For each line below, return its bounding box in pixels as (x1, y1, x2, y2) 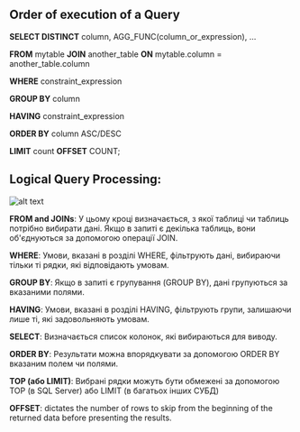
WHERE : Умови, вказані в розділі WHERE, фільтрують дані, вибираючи (9, 250, 281, 261)
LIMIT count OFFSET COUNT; (9, 145, 121, 156)
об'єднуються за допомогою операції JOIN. (9, 232, 178, 243)
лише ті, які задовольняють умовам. (9, 313, 150, 324)
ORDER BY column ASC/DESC (9, 128, 122, 139)
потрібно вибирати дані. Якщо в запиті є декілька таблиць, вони (9, 223, 256, 234)
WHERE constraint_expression (9, 76, 123, 87)
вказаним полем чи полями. (9, 358, 119, 369)
